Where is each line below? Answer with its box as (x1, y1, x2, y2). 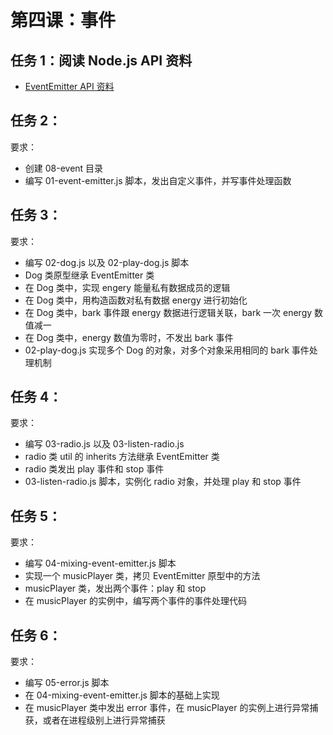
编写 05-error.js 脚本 (24, 677, 110, 689)
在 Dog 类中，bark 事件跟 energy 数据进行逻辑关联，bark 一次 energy (24, 306, 313, 318)
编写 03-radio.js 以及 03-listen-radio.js (24, 438, 185, 450)
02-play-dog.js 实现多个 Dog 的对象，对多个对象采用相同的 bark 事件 (24, 344, 310, 356)
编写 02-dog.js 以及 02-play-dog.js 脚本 (24, 256, 190, 268)
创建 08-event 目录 (24, 162, 104, 174)
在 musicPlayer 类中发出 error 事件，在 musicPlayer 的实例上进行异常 (24, 702, 310, 714)
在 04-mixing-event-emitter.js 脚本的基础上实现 (24, 689, 220, 701)
